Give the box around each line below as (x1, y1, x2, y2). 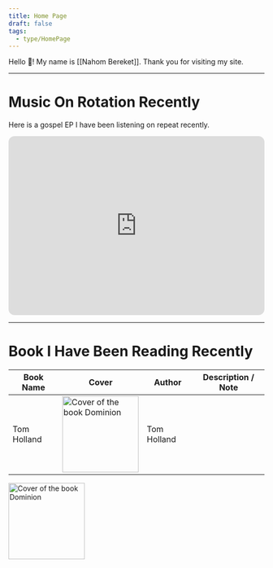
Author (154, 377, 182, 388)
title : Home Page (8, 11, 67, 20)
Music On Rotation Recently (8, 93, 201, 111)
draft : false (8, 20, 53, 28)
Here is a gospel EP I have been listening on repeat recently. (8, 120, 210, 130)
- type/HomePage (15, 34, 71, 43)
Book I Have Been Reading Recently (8, 343, 253, 360)
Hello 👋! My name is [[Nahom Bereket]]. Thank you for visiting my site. (8, 57, 244, 67)
